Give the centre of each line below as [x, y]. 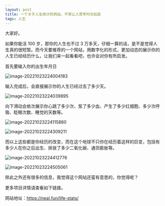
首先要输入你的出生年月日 [31, 66]
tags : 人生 [15, 19]
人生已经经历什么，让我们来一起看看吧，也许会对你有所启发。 [68, 56]
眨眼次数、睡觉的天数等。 [39, 112]
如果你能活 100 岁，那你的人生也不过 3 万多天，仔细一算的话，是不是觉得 [79, 44]
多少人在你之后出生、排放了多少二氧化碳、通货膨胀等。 [61, 148]
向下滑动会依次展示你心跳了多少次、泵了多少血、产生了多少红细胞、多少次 [80, 106]
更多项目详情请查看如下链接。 [35, 188]
